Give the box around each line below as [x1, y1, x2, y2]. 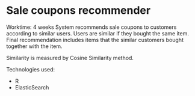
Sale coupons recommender [6, 4, 151, 17]
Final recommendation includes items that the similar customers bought [6, 36, 184, 43]
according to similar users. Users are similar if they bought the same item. [6, 29, 190, 37]
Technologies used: [6, 65, 55, 73]
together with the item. [6, 43, 63, 50]
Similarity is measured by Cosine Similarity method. [6, 54, 134, 61]
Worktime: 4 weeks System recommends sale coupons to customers [6, 23, 177, 31]
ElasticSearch [14, 83, 49, 91]
